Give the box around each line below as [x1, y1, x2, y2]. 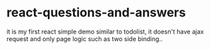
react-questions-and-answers [6, 5, 186, 21]
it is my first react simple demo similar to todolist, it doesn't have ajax [6, 27, 204, 36]
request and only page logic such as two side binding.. [6, 34, 163, 42]
